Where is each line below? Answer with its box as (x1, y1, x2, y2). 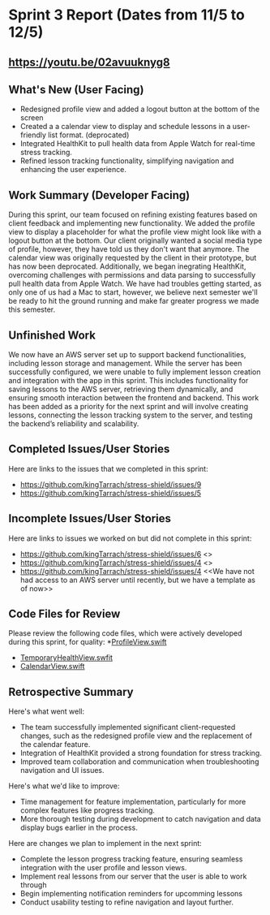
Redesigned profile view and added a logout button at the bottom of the (19, 104, 260, 114)
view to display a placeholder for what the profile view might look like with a (8, 227, 262, 237)
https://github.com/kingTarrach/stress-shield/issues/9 (19, 479, 202, 489)
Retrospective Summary (8, 684, 134, 699)
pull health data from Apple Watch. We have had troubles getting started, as (8, 278, 262, 289)
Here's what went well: (8, 706, 85, 716)
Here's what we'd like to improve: (8, 781, 120, 791)
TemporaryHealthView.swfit (19, 653, 114, 663)
